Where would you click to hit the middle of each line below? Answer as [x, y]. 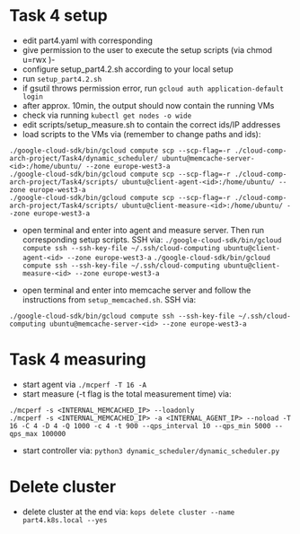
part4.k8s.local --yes [65, 520]
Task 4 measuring [78, 359]
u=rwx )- [39, 59]
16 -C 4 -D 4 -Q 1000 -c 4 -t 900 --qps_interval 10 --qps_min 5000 [140, 426]
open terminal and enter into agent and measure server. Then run [143, 230]
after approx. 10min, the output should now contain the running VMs [148, 105]
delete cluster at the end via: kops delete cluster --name [128, 512]
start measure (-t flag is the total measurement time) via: [127, 394]
